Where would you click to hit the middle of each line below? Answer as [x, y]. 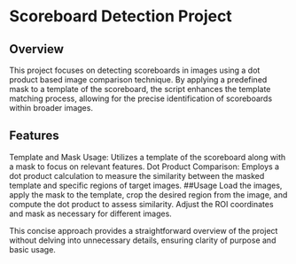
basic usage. [32, 249]
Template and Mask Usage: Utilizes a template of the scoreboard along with [148, 157]
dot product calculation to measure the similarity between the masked [137, 175]
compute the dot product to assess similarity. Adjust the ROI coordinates [141, 204]
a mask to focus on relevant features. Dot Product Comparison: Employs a [144, 167]
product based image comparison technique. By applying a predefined [138, 80]
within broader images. [51, 108]
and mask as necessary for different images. [91, 214]
